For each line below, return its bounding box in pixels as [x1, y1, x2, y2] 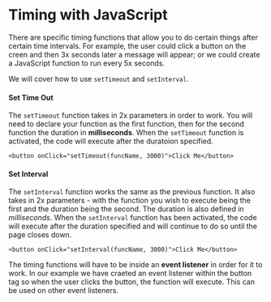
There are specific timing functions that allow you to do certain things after [8, 32, 258, 42]
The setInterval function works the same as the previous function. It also [8, 187, 256, 197]
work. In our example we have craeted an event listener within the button [8, 269, 252, 279]
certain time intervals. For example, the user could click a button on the [8, 40, 247, 50]
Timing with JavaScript [8, 6, 168, 24]
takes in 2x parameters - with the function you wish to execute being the [8, 196, 252, 206]
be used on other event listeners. [8, 286, 119, 296]
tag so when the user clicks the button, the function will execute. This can [8, 277, 256, 287]
